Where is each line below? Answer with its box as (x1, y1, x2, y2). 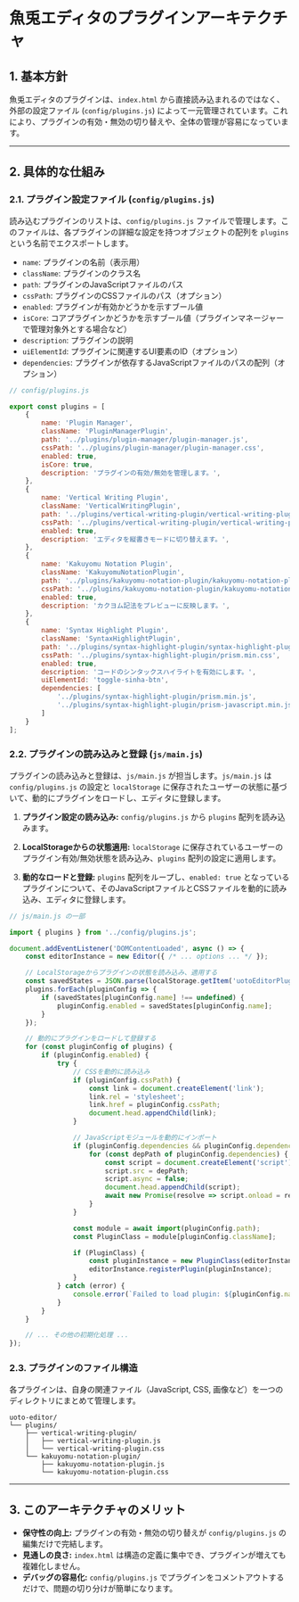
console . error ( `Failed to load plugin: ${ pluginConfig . (72, 1290, 285, 1299)
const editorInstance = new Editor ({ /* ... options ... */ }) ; (25, 952, 269, 962)
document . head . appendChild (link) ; (88, 1109, 217, 1118)
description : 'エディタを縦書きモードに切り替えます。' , (41, 534, 230, 544)
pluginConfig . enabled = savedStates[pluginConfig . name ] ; (56, 1001, 273, 1011)
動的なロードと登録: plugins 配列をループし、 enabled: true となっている (21, 871, 290, 882)
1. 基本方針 (9, 69, 69, 84)
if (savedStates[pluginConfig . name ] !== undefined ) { (41, 993, 245, 1002)
